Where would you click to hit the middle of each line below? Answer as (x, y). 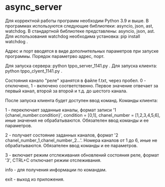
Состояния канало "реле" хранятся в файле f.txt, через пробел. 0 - (76, 80)
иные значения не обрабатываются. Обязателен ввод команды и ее (77, 120)
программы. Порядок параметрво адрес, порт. (55, 56)
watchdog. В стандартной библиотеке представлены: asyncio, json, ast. (80, 31)
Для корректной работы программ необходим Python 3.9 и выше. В (77, 21)
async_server (34, 7)
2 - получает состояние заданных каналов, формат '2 (62, 135)
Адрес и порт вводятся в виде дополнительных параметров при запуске (82, 51)
